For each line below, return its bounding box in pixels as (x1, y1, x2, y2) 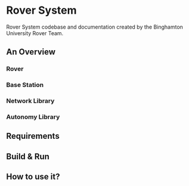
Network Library (6, 97, 55, 105)
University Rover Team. (6, 29, 64, 36)
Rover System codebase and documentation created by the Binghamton (6, 23, 184, 30)
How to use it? (6, 172, 60, 182)
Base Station (6, 81, 44, 89)
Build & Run (6, 151, 49, 162)
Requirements (6, 131, 60, 141)
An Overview (6, 47, 55, 57)
